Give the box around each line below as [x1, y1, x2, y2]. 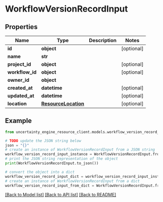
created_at [7, 85, 33, 91]
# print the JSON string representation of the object [5, 156, 118, 161]
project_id [7, 61, 32, 67]
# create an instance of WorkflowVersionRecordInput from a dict [5, 178, 140, 184]
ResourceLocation [41, 100, 84, 107]
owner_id [7, 77, 30, 83]
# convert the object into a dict [5, 170, 75, 174]
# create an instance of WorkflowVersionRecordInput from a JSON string [5, 147, 155, 152]
